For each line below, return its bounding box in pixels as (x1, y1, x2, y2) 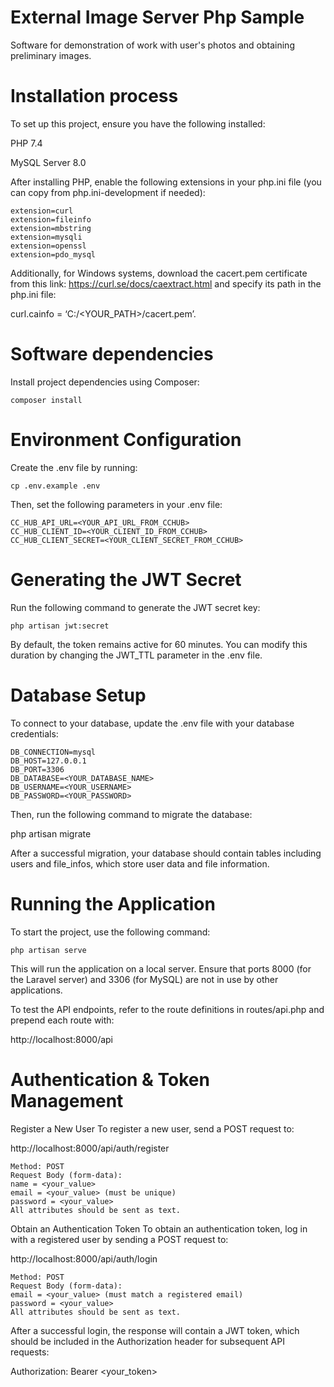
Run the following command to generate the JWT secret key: (10, 601, 261, 613)
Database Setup (10, 684, 147, 706)
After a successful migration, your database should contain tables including (10, 847, 322, 859)
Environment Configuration (10, 429, 242, 451)
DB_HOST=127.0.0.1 (10, 756, 87, 766)
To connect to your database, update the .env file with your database (10, 717, 295, 729)
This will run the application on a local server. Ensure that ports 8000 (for (10, 962, 312, 975)
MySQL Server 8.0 (10, 156, 87, 168)
